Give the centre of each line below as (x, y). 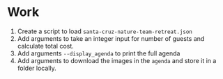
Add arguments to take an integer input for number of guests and (111, 38)
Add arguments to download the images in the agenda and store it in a (117, 60)
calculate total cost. (46, 46)
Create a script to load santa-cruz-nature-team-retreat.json (105, 31)
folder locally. (37, 68)
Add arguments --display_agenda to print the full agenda (99, 53)
